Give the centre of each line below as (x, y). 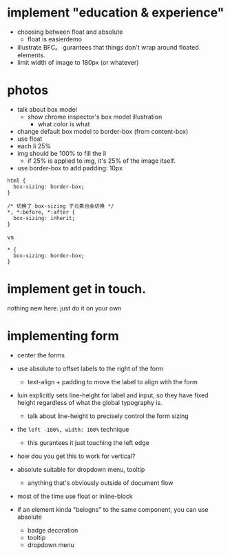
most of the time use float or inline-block (75, 496)
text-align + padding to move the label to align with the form (112, 381)
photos (28, 90)
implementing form (63, 336)
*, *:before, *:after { (41, 212)
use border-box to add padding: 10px (70, 168)
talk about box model (47, 109)
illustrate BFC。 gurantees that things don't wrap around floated (108, 47)
